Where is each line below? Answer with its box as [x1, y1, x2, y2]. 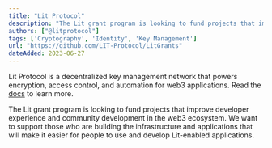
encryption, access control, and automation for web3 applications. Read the [8, 80, 261, 90]
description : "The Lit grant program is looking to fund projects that [8, 19, 255, 27]
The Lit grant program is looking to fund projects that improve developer [8, 104, 249, 114]
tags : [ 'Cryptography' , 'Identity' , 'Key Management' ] [8, 34, 198, 43]
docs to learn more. [8, 89, 74, 98]
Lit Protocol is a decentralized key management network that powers [8, 72, 238, 81]
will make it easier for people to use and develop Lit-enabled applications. [8, 130, 255, 140]
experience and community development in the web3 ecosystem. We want [8, 113, 257, 122]
